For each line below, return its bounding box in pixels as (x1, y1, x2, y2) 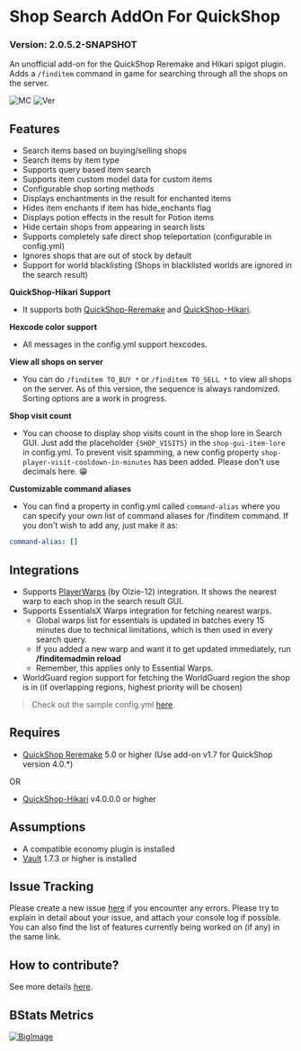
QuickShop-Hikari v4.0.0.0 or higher (22, 793, 157, 804)
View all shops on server (9, 357, 103, 368)
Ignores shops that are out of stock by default (22, 250, 192, 262)
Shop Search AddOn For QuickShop (9, 6, 281, 27)
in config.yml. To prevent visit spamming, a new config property (22, 447, 260, 458)
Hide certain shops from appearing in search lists (22, 222, 205, 233)
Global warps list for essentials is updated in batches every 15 (35, 614, 265, 626)
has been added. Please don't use (153, 457, 280, 468)
